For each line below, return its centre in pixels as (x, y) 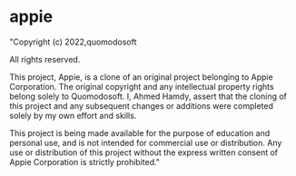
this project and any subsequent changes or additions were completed (142, 105)
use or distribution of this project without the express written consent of (144, 152)
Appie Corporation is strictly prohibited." (85, 161)
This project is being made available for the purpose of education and (140, 132)
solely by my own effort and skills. (73, 115)
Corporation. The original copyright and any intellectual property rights (142, 86)
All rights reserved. (45, 59)
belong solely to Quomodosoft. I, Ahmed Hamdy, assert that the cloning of (148, 96)
